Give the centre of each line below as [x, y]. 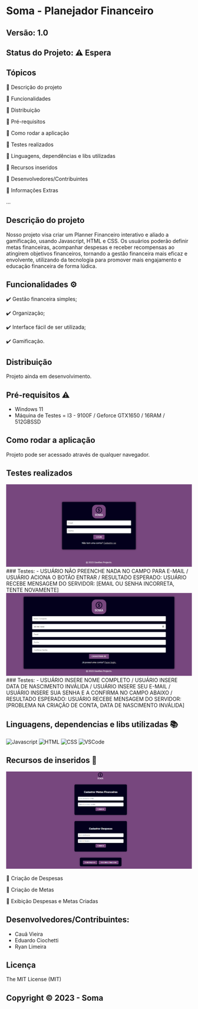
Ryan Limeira [30, 946]
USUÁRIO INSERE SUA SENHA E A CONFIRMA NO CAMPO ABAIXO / [89, 693]
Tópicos [21, 73]
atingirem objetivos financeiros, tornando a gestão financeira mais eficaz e [97, 253]
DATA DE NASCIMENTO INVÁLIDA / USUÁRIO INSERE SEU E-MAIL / [88, 687]
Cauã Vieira [29, 934]
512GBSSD [28, 422]
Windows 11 [29, 409]
